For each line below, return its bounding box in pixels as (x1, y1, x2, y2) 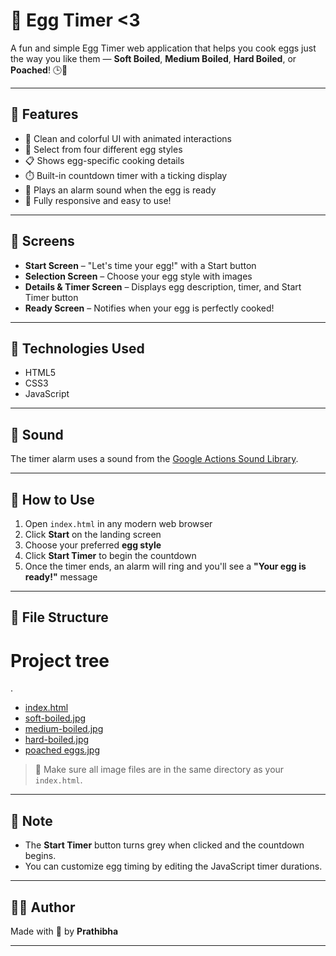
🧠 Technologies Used (10, 340, 145, 357)
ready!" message (24, 571, 98, 583)
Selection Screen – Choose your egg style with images (24, 270, 253, 282)
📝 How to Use (10, 491, 95, 508)
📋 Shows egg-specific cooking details (24, 154, 185, 166)
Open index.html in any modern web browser (24, 518, 213, 529)
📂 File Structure (10, 609, 109, 626)
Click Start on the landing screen (24, 529, 162, 540)
